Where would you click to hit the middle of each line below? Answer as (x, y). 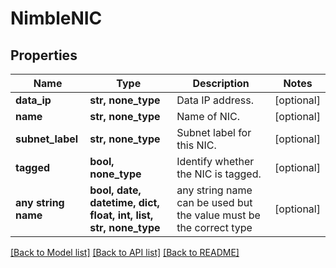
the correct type (214, 227)
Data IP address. (215, 100)
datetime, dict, (124, 202)
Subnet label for (214, 132)
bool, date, (115, 190)
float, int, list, (121, 215)
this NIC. (196, 145)
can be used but (214, 202)
